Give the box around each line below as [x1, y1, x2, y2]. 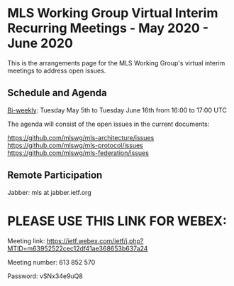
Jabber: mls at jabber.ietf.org [7, 188, 91, 196]
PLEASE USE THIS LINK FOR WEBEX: [7, 213, 227, 229]
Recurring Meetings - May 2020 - [7, 20, 209, 36]
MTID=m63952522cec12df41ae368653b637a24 [7, 244, 148, 253]
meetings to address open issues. [7, 66, 106, 75]
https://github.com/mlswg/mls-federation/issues [7, 148, 149, 157]
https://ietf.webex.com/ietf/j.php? [46, 236, 144, 245]
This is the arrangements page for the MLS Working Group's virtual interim [7, 58, 225, 67]
